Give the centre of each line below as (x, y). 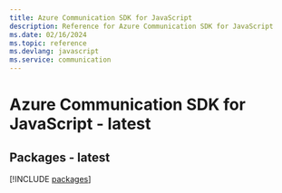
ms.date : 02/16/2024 (49, 34)
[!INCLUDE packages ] (50, 179)
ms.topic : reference (49, 43)
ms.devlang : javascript (54, 52)
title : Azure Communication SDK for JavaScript (101, 18)
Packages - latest (60, 157)
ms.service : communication (60, 60)
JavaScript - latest (80, 124)
